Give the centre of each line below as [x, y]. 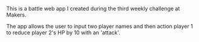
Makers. [16, 15]
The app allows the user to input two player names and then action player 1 [100, 26]
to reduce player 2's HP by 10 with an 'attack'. [64, 33]
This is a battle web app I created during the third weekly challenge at [93, 9]
